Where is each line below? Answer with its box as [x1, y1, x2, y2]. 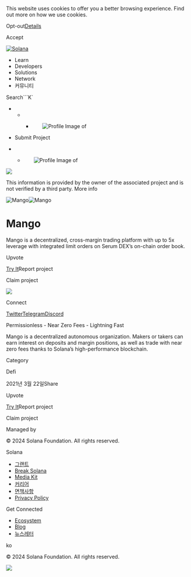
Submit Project [14, 134, 51, 141]
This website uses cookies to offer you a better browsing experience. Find [6, 5, 185, 12]
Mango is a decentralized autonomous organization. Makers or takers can [6, 333, 183, 340]
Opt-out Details [6, 23, 42, 29]
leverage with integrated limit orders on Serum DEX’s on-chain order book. [6, 242, 186, 249]
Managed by [6, 425, 37, 432]
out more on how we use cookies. [6, 11, 88, 18]
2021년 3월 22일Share [6, 380, 58, 387]
